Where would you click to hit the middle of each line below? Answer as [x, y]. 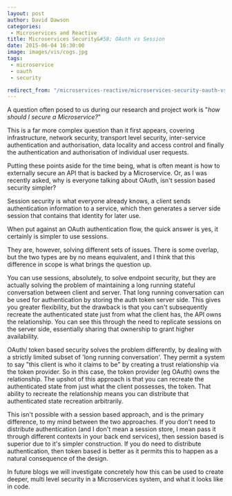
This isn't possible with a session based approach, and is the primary [106, 415]
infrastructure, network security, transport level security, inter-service [106, 138]
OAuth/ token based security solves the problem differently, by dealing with [115, 350]
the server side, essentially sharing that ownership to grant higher [101, 329]
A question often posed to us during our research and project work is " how [114, 110]
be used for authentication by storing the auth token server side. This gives [114, 300]
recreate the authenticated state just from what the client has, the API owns [115, 315]
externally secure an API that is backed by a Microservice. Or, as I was [107, 173]
